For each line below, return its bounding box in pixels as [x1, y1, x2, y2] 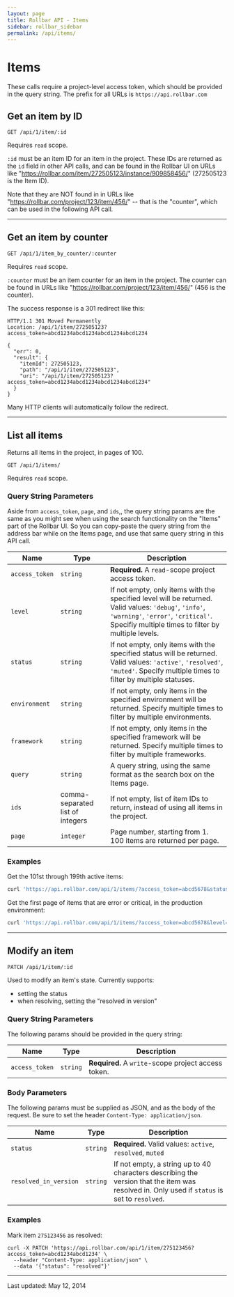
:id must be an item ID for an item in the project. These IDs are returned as [7, 155, 222, 162]
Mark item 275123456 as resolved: [7, 1231, 103, 1239]
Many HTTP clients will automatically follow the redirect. [7, 403, 169, 411]
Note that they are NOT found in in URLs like [7, 190, 134, 199]
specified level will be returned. [110, 593, 212, 603]
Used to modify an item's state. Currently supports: [7, 976, 155, 984]
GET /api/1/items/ [7, 461, 61, 469]
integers [60, 816, 88, 825]
